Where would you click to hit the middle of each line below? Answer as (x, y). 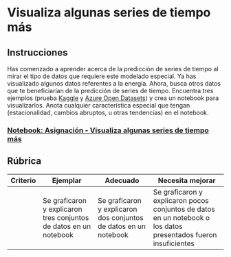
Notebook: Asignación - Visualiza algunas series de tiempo (108, 130)
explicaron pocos (181, 200)
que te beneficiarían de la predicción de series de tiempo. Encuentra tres (110, 91)
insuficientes (174, 243)
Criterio (23, 180)
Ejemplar (67, 180)
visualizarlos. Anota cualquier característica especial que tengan (99, 105)
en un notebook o (181, 217)
